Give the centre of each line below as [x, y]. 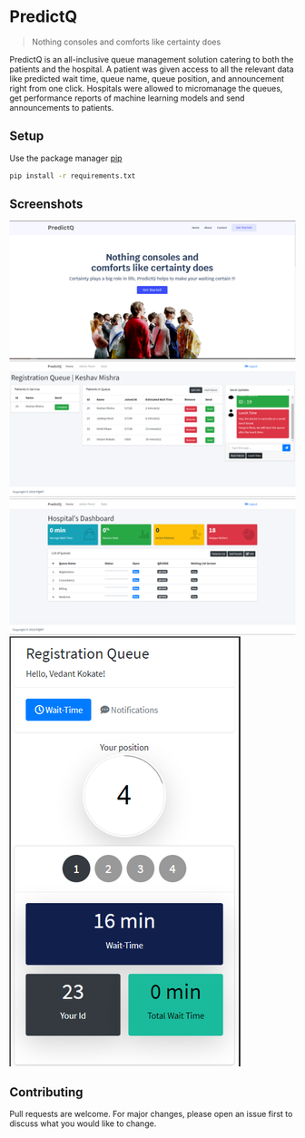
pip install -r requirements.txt [73, 176]
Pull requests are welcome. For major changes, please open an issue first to [151, 1114]
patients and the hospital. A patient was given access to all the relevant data [152, 69]
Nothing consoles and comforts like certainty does [126, 42]
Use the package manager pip [66, 158]
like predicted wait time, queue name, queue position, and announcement [147, 78]
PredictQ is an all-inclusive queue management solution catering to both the [152, 59]
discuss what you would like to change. [83, 1123]
